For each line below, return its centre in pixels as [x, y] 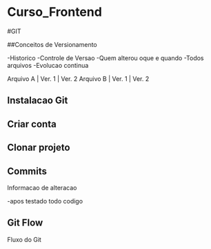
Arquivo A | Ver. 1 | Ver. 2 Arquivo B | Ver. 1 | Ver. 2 [78, 79]
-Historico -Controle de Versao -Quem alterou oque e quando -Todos [105, 58]
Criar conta [32, 124]
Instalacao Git [38, 101]
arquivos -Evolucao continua [48, 65]
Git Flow [25, 223]
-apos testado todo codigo [45, 201]
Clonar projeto [39, 148]
